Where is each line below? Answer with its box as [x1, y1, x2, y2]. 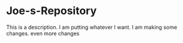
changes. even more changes [6, 29, 80, 37]
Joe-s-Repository [6, 4, 97, 18]
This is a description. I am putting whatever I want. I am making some [6, 24, 178, 31]
